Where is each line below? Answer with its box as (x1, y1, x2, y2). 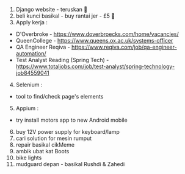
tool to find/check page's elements (15, 93, 104, 100)
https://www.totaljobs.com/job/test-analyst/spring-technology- (15, 63, 175, 70)
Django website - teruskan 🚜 (15, 6, 88, 13)
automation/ (15, 50, 46, 57)
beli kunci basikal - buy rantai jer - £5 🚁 (15, 12, 115, 19)
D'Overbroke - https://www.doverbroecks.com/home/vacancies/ (15, 30, 179, 38)
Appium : (15, 105, 39, 112)
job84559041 (15, 69, 49, 76)
